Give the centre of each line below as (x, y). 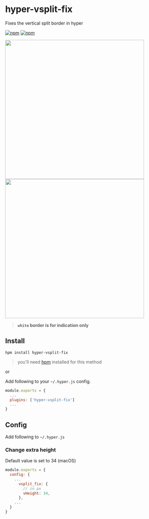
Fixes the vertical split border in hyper (44, 23)
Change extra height (30, 450)
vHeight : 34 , (37, 493)
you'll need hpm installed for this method (59, 362)
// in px (32, 488)
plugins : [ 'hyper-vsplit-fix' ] (42, 400)
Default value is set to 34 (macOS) (41, 461)
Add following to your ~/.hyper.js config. (48, 381)
